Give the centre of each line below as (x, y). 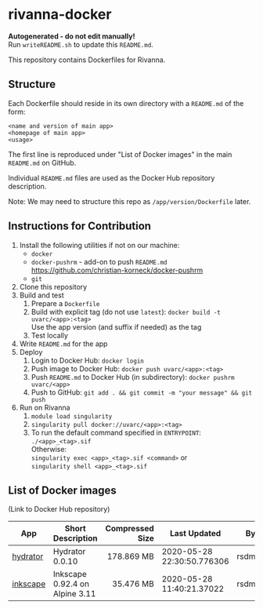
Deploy (31, 352)
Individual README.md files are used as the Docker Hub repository (112, 177)
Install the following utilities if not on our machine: (99, 245)
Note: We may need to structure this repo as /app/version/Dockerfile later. (130, 201)
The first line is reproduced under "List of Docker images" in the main (120, 154)
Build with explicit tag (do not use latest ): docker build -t (126, 312)
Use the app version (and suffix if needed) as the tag (116, 326)
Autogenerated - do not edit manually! (72, 36)
